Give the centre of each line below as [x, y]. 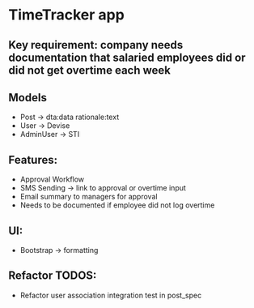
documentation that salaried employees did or [127, 57]
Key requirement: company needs [96, 45]
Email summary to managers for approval [89, 197]
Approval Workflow [52, 179]
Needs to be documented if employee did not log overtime [117, 205]
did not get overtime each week [90, 70]
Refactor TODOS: [53, 276]
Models [28, 98]
